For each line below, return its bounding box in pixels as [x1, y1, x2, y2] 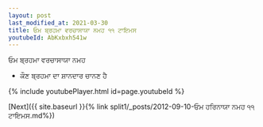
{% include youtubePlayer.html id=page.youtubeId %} [8, 87, 185, 96]
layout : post [8, 11, 52, 20]
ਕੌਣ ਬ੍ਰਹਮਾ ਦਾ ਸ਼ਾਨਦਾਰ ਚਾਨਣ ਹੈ [19, 71, 107, 80]
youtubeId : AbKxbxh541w [8, 33, 87, 42]
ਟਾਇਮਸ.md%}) [8, 111, 56, 121]
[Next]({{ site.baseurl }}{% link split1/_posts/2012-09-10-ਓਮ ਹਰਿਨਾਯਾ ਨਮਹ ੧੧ [8, 102, 255, 111]
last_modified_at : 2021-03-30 [8, 19, 109, 27]
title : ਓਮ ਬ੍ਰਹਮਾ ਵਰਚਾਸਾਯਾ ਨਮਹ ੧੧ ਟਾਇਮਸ [8, 26, 137, 34]
